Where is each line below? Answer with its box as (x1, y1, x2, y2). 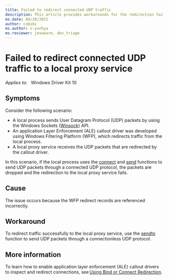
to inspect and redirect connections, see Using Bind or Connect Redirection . (5, 269, 162, 275)
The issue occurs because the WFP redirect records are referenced (5, 197, 145, 203)
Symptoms (5, 94, 40, 103)
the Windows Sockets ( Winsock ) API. (12, 122, 90, 128)
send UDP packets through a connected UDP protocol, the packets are (5, 164, 152, 170)
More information (5, 250, 61, 259)
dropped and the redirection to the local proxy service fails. (5, 169, 128, 176)
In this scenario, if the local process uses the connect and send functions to (5, 159, 162, 165)
